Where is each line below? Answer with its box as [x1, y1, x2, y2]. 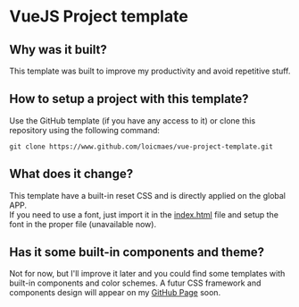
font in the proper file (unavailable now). [9, 218, 157, 229]
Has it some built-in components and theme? [9, 244, 265, 260]
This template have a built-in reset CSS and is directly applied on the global [9, 190, 286, 200]
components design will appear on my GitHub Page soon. [9, 287, 221, 298]
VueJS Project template [9, 6, 189, 27]
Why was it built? [9, 42, 107, 57]
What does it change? [9, 166, 134, 182]
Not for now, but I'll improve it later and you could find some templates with [9, 269, 286, 279]
